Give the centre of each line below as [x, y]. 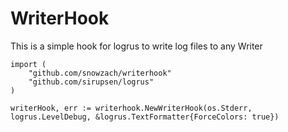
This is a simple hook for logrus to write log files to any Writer [136, 46]
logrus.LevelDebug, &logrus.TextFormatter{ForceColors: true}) [145, 117]
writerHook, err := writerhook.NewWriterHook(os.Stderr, [131, 108]
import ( [28, 64]
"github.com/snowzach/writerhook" [100, 73]
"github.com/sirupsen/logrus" [91, 82]
